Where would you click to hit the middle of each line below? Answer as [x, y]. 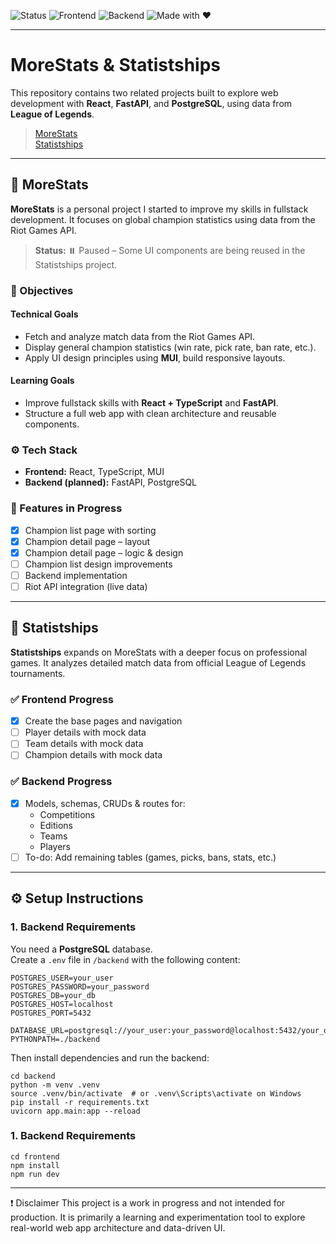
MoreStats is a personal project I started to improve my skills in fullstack [159, 209]
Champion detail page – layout [87, 541]
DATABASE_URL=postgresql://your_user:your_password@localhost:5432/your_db [171, 1030]
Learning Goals [42, 381]
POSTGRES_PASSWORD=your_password [80, 986]
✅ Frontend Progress [62, 699]
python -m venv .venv [55, 1085]
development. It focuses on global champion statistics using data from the [163, 219]
